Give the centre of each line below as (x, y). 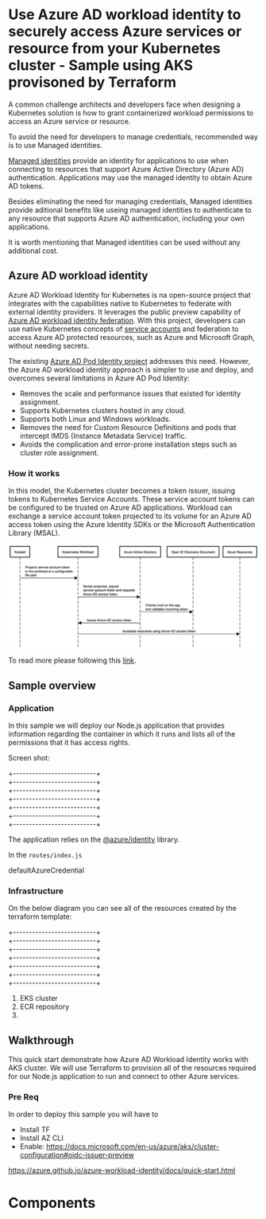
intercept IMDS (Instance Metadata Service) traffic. (103, 436)
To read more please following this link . (72, 660)
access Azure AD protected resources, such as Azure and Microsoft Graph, (132, 337)
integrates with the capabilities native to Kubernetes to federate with (120, 303)
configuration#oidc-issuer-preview (77, 1155)
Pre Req (24, 1096)
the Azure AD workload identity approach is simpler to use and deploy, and (131, 369)
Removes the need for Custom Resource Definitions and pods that (128, 427)
